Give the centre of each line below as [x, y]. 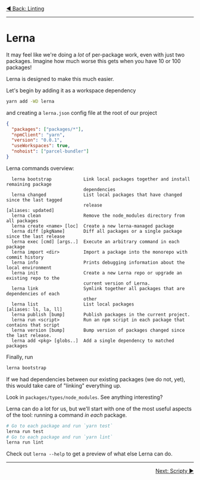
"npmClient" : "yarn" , [38, 135]
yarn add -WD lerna [30, 101]
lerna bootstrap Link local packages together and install [101, 179]
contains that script [33, 325]
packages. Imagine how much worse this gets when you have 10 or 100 [93, 61]
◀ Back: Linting [25, 9]
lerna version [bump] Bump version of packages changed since [98, 330]
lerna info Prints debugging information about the [98, 262]
